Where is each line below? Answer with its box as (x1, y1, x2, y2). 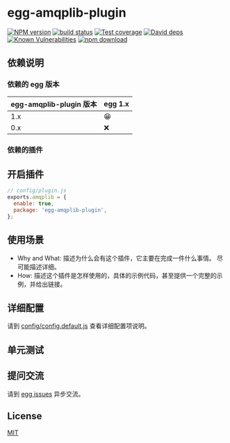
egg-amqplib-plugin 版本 (10, 99, 97, 109)
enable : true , (13, 200, 54, 208)
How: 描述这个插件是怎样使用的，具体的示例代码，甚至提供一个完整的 (17, 271, 217, 279)
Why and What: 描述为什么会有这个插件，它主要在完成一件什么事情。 (17, 253, 215, 262)
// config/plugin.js (7, 187, 67, 194)
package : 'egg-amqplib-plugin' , (13, 206, 108, 213)
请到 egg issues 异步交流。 (7, 390, 85, 398)
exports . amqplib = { (7, 194, 67, 201)
